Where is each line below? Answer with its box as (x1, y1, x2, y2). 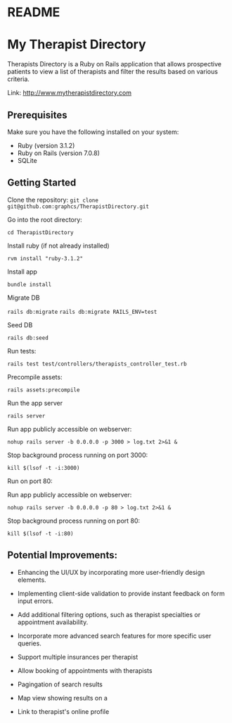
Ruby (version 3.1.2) (17, 141, 75, 150)
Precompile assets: (7, 372, 63, 381)
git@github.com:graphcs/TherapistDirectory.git (7, 202, 150, 210)
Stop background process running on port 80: (7, 516, 141, 525)
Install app (7, 267, 37, 276)
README (7, 4, 60, 20)
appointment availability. (17, 618, 89, 626)
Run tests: (7, 346, 37, 355)
